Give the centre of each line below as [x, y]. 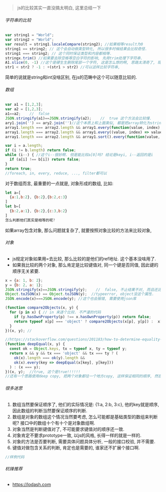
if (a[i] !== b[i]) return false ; [45, 160]
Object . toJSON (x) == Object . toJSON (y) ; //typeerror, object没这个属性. [80, 294]
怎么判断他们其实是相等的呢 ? [30, 220]
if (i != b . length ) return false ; [41, 150]
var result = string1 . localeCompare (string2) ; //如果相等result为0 [74, 44]
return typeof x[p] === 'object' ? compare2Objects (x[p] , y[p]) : [84, 321]
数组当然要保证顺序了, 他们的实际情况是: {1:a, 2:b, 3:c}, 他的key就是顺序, [86, 404]
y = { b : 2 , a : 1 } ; [24, 285]
